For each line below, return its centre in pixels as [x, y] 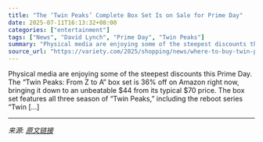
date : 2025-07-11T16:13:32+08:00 [63, 23]
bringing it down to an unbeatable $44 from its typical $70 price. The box [126, 90]
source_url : [27, 51]
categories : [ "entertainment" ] [59, 30]
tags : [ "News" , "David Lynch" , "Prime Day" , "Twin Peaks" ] [106, 37]
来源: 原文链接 [31, 130]
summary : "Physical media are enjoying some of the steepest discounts [127, 44]
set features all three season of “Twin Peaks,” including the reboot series [126, 99]
